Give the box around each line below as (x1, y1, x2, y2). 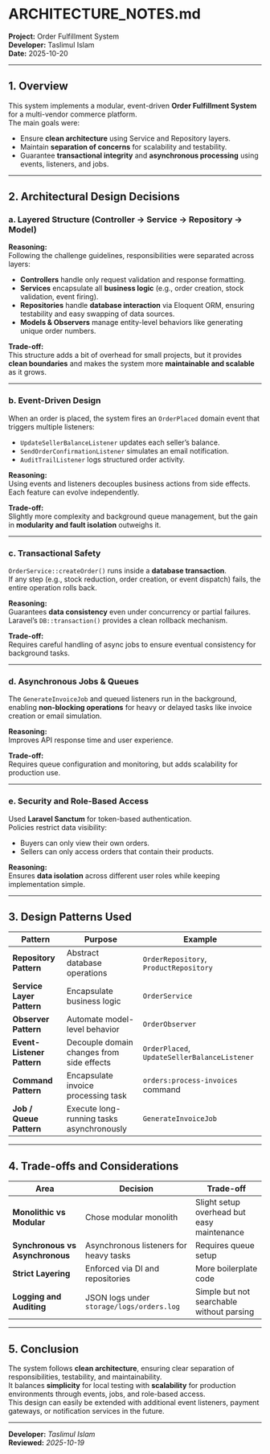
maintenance (195, 1227, 245, 1238)
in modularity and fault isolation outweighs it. (8, 520, 162, 529)
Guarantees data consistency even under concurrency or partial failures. (8, 607, 252, 617)
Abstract (67, 947, 99, 959)
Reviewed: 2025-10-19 (8, 1438, 84, 1448)
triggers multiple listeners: (8, 421, 95, 431)
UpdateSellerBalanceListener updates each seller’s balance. (19, 437, 220, 447)
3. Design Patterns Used (8, 910, 133, 924)
